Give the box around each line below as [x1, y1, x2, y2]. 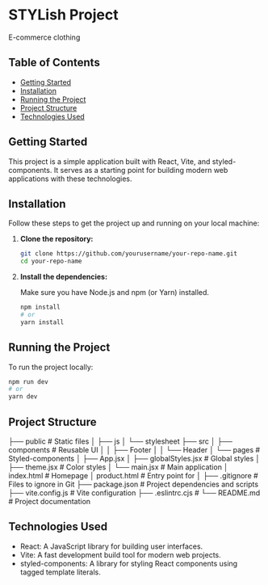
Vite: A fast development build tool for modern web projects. [19, 549, 222, 559]
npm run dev [8, 377, 48, 385]
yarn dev [8, 393, 38, 401]
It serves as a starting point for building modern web [53, 165, 228, 175]
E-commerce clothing [8, 32, 81, 42]
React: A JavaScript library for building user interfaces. [19, 541, 203, 551]
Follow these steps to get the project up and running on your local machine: [8, 218, 260, 228]
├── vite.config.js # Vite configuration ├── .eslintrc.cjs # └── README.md [8, 488, 261, 498]
